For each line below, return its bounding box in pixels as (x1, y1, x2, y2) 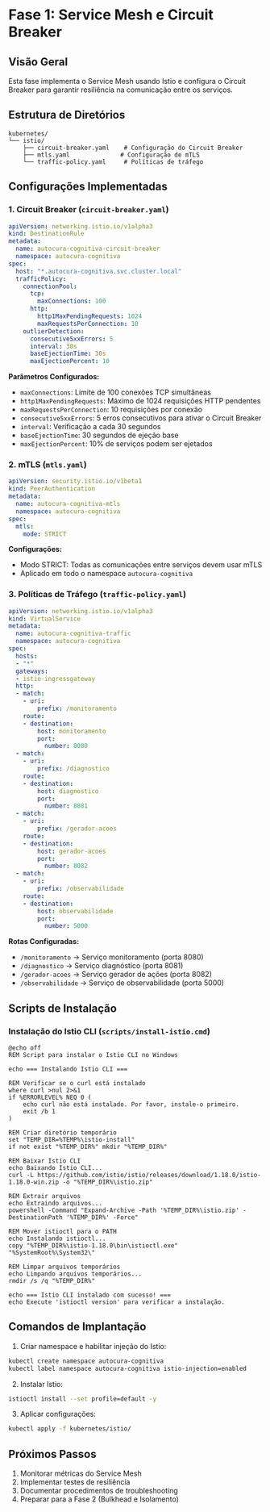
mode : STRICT (23, 530, 67, 538)
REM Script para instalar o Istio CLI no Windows (8, 1051, 179, 1059)
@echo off (8, 1044, 42, 1052)
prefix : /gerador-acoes (37, 825, 117, 833)
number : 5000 (44, 922, 89, 930)
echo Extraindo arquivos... (8, 1200, 103, 1208)
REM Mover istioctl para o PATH (8, 1228, 117, 1236)
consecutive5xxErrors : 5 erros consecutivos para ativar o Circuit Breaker (19, 413, 262, 423)
